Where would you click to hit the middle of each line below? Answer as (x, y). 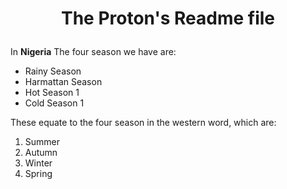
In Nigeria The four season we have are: (93, 52)
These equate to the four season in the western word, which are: (143, 123)
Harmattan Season (63, 82)
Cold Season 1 (54, 103)
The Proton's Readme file (168, 18)
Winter (38, 163)
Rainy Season (53, 71)
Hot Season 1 (52, 93)
